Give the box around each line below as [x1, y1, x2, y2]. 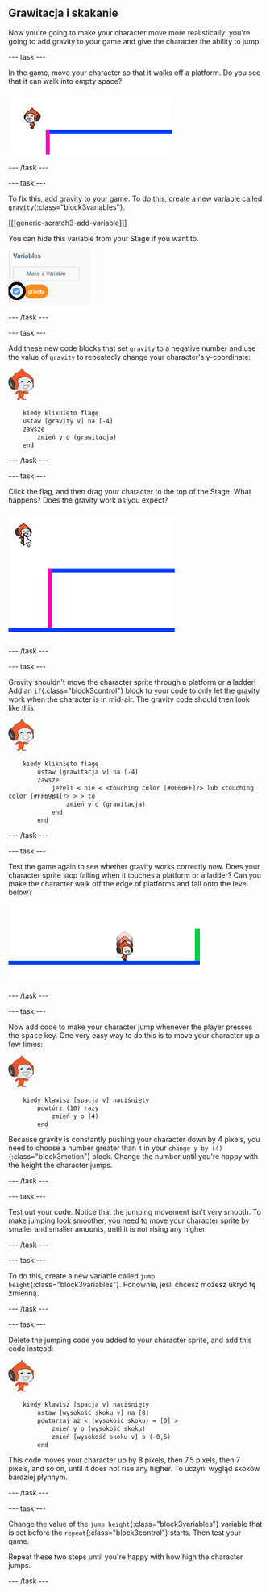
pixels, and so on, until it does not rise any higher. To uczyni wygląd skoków [8, 1463, 260, 1473]
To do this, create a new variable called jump [8, 1270, 156, 1281]
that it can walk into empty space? [8, 76, 123, 85]
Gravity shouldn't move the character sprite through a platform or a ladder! [8, 677, 256, 686]
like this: [8, 703, 36, 712]
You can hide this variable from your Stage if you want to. [8, 233, 199, 243]
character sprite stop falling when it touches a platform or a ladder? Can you [8, 870, 262, 880]
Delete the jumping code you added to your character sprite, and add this [8, 1335, 252, 1345]
